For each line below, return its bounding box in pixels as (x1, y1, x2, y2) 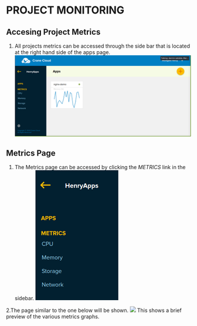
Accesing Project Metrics (6, 27, 101, 37)
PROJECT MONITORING (6, 4, 125, 17)
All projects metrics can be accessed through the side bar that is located (14, 42, 191, 49)
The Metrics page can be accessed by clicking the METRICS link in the (14, 164, 186, 171)
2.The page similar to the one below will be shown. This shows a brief (6, 307, 182, 314)
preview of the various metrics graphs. (6, 313, 100, 320)
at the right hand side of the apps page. (14, 49, 110, 56)
